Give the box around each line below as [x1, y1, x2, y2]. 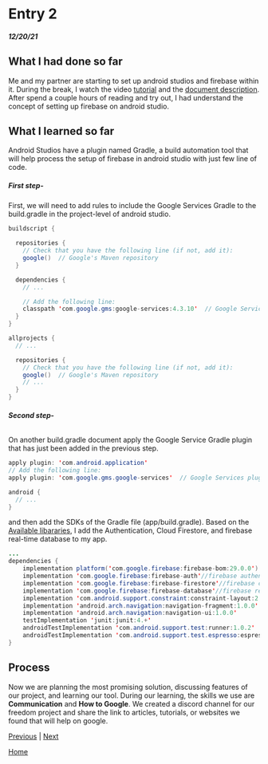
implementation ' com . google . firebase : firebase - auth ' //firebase [22, 572, 238, 581]
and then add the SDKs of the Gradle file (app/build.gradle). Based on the [8, 518, 250, 527]
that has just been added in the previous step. [8, 443, 159, 453]
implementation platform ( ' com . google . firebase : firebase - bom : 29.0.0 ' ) [22, 565, 259, 573]
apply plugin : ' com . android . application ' [8, 459, 148, 467]
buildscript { [8, 225, 56, 233]
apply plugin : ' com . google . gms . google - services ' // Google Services [8, 474, 245, 482]
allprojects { [8, 334, 56, 342]
